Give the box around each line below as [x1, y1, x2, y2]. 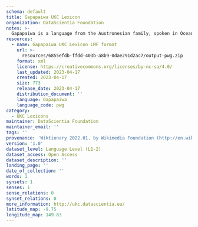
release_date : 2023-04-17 [16, 86, 81, 92]
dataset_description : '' [6, 157, 67, 163]
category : [6, 108, 31, 113]
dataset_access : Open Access [6, 151, 78, 157]
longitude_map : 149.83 [6, 212, 62, 218]
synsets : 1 [6, 179, 33, 185]
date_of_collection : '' [6, 168, 65, 174]
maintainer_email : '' [6, 124, 60, 130]
